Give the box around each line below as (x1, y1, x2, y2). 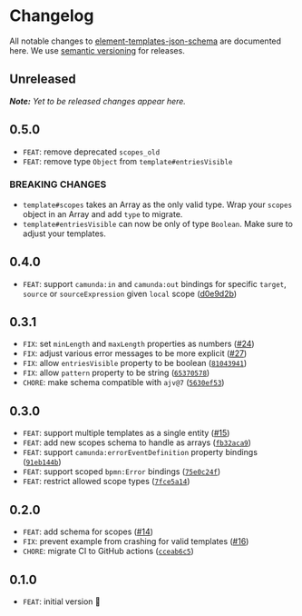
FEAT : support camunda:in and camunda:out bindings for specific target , (22, 278, 287, 289)
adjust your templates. (22, 228, 107, 239)
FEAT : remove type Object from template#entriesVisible (22, 155, 233, 166)
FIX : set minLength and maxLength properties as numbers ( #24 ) (22, 338, 256, 350)
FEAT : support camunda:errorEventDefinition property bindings (22, 447, 258, 458)
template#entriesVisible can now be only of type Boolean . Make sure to (22, 218, 293, 229)
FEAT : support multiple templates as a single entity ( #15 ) (22, 428, 230, 439)
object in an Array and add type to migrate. (22, 208, 183, 219)
